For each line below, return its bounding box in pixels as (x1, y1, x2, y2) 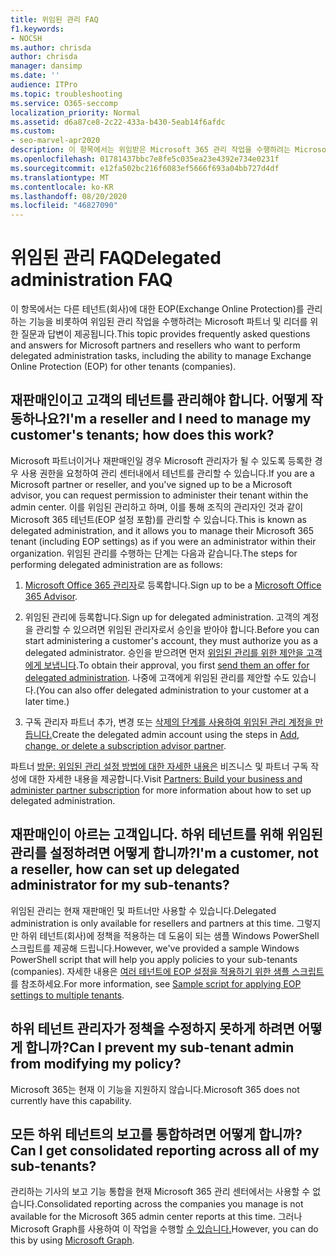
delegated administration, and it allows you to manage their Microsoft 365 (10, 524, 315, 536)
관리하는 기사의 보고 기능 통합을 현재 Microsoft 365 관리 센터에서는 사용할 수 (10, 1186, 311, 1198)
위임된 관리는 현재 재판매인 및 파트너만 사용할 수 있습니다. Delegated (10, 904, 277, 916)
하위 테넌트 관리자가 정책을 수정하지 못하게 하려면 (10, 1021, 295, 1038)
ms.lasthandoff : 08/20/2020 (10, 191, 128, 201)
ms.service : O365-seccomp (10, 98, 118, 108)
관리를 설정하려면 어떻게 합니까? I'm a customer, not (10, 845, 319, 862)
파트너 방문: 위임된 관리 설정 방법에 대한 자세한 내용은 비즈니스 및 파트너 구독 (10, 760, 309, 772)
